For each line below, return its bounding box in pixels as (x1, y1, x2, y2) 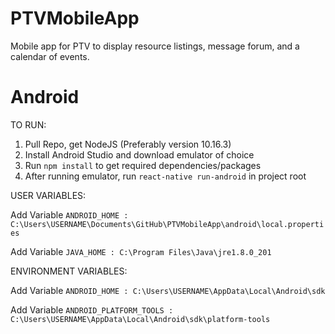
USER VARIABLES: (10, 189, 87, 201)
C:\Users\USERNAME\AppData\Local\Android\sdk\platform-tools (10, 314, 271, 324)
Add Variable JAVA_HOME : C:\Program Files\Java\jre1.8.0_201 (10, 245, 272, 257)
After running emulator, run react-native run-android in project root (24, 170, 307, 182)
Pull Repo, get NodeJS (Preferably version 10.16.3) (24, 138, 232, 150)
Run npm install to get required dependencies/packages (24, 159, 262, 171)
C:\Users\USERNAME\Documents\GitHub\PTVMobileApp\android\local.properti (10, 219, 325, 229)
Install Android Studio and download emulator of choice (24, 148, 255, 161)
